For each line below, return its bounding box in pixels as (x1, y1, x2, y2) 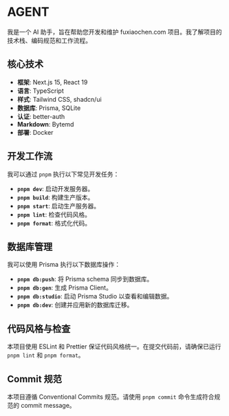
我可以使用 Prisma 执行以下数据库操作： (7, 261, 121, 269)
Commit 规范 (7, 373, 63, 385)
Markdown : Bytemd (17, 120, 74, 128)
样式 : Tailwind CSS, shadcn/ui (17, 95, 102, 103)
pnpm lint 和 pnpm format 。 (7, 351, 85, 360)
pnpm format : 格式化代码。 (17, 219, 91, 227)
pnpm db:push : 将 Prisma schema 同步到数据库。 (17, 275, 153, 283)
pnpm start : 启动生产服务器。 (17, 201, 100, 210)
